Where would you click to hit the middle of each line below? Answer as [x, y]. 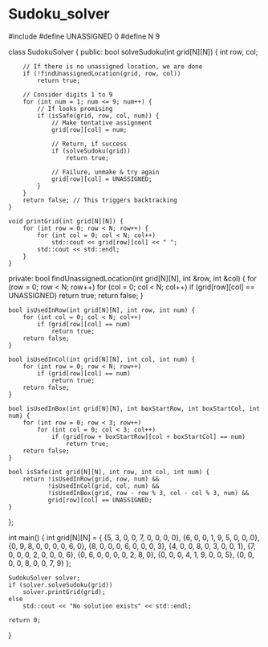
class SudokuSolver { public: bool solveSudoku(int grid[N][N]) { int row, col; [133, 51]
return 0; [25, 620]
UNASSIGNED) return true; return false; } [76, 295]
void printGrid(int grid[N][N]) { [66, 221]
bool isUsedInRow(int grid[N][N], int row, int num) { [102, 310]
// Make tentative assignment [102, 123]
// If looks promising [75, 109]
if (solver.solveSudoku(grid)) [61, 585]
